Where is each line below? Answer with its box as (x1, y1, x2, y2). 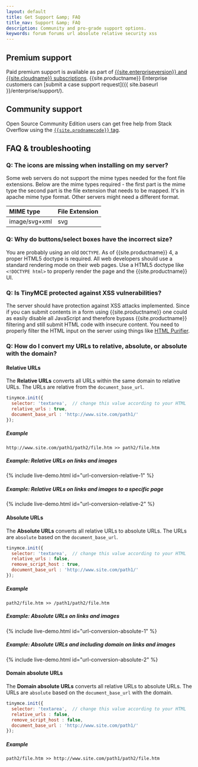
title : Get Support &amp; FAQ (6, 14, 81, 20)
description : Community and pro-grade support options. (6, 25, 147, 31)
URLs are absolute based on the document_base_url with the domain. (6, 689, 173, 696)
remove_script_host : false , (11, 717, 83, 723)
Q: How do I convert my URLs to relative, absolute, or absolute (6, 341, 187, 350)
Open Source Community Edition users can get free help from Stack (6, 120, 172, 127)
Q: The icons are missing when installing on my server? (6, 161, 168, 169)
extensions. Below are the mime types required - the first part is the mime (6, 181, 186, 188)
